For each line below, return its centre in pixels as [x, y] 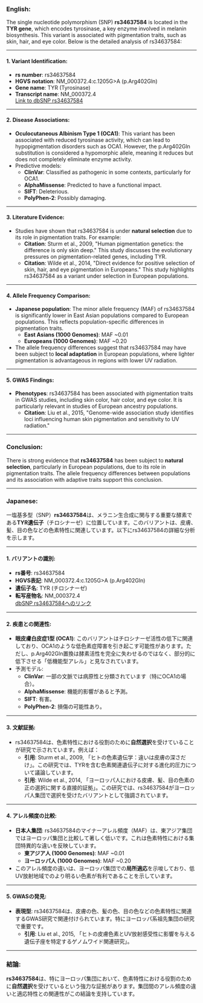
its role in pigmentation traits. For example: [68, 237]
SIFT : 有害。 [40, 699]
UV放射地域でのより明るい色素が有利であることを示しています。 [95, 876]
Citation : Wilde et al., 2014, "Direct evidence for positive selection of [109, 263]
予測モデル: [29, 669]
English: [19, 9]
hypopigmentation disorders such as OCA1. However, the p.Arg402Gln [102, 146]
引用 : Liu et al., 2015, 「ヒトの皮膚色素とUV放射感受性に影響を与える [109, 934]
